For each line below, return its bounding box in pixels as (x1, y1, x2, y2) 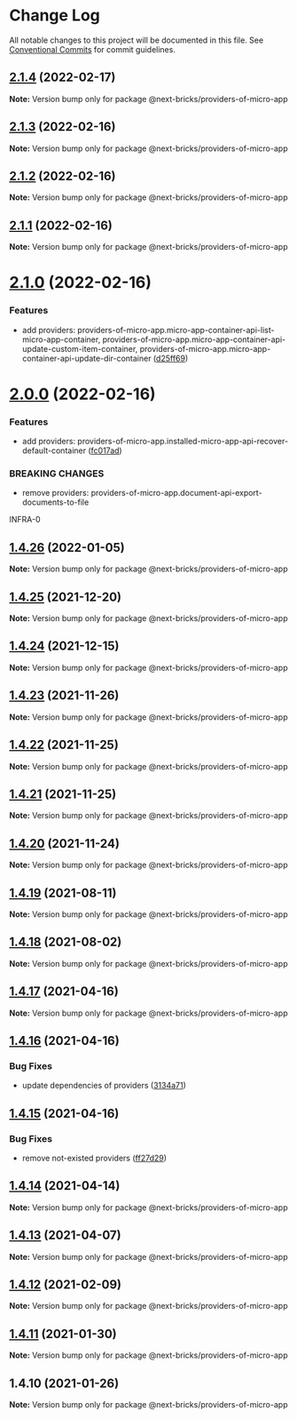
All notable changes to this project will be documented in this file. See (9, 35, 264, 45)
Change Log (9, 5, 100, 26)
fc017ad (90, 445, 120, 456)
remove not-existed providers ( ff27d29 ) (21, 1152, 167, 1163)
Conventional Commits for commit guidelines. (9, 44, 176, 54)
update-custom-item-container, (21, 343, 138, 354)
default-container (21, 445, 87, 456)
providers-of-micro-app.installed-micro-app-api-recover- (77, 436, 289, 447)
